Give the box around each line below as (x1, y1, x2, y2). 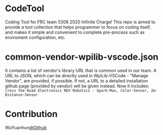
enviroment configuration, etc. (5, 34, 66, 40)
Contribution (5, 109, 58, 119)
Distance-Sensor (5, 92, 38, 97)
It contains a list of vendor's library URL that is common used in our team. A (5, 67, 157, 73)
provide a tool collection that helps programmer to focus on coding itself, (5, 24, 151, 30)
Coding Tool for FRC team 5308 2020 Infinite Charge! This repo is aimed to (5, 19, 156, 25)
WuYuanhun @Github (5, 124, 47, 130)
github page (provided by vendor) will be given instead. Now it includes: (5, 83, 149, 89)
